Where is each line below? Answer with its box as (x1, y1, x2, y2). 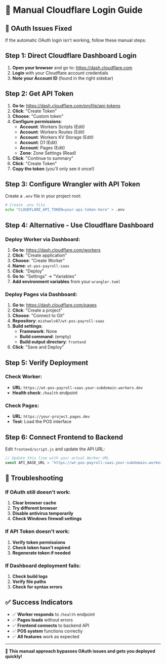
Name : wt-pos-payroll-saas (12, 263, 70, 268)
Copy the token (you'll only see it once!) (12, 166, 95, 172)
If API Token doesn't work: (5, 528, 70, 535)
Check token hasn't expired (12, 544, 71, 550)
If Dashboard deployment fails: (5, 562, 81, 569)
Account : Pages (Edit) (19, 144, 65, 150)
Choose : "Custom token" (12, 113, 64, 119)
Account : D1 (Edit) (19, 139, 58, 145)
